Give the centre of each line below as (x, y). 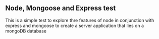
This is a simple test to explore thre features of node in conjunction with (80, 20)
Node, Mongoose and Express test (61, 8)
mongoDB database (26, 31)
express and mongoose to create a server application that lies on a (75, 25)
